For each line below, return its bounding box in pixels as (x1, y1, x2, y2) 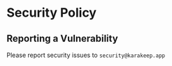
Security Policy (6, 5, 97, 21)
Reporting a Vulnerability (6, 33, 118, 44)
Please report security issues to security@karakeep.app (6, 51, 166, 59)
